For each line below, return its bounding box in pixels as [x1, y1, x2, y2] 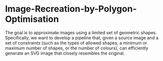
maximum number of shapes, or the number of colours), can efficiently [5, 45, 149, 51]
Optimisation [5, 14, 59, 25]
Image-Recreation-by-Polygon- [5, 3, 137, 15]
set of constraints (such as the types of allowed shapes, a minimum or [5, 40, 147, 46]
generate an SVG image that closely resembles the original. [5, 50, 125, 56]
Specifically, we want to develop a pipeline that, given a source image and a [5, 35, 159, 41]
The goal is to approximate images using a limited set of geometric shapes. [5, 30, 157, 35]
